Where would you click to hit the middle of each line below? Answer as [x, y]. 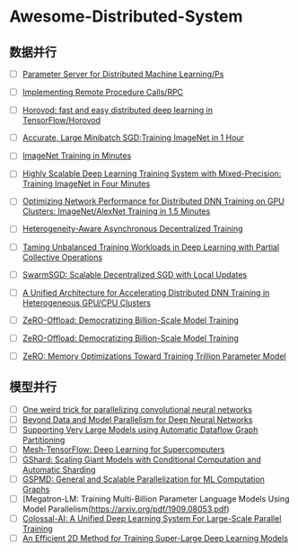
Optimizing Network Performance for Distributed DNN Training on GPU [153, 201]
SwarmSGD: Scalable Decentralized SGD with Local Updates [135, 274]
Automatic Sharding [59, 470]
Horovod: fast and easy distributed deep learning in [118, 111]
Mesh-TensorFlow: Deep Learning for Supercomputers [123, 449]
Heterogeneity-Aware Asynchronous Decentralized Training [133, 229]
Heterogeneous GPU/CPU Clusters [86, 302]
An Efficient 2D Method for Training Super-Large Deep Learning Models [155, 539]
